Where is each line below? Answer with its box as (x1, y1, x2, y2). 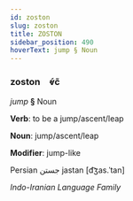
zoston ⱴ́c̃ (10, 76, 60, 89)
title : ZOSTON (10, 29, 63, 38)
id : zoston (10, 12, 51, 22)
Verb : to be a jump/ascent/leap (10, 113, 124, 124)
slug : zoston (10, 21, 59, 30)
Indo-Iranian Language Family (10, 182, 121, 193)
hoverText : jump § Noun (10, 46, 98, 55)
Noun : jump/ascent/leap (10, 130, 99, 142)
